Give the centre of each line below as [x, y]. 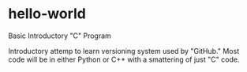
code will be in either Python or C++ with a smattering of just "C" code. [124, 59]
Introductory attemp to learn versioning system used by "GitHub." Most [123, 51]
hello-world [47, 14]
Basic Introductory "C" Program [60, 36]
